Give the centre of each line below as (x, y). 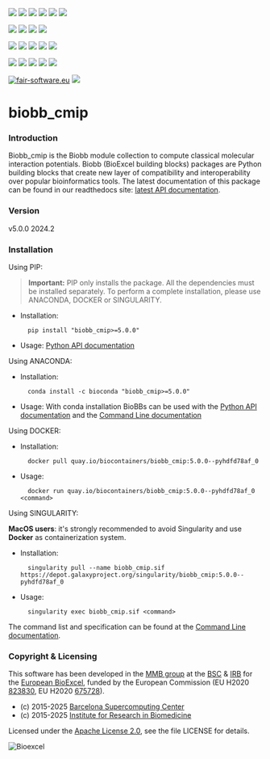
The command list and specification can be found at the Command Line (127, 627)
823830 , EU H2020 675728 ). (56, 691)
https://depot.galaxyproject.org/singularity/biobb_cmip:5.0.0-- (132, 575)
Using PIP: (25, 268)
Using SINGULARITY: (44, 513)
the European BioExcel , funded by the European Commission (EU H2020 (129, 682)
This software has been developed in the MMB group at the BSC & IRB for (131, 674)
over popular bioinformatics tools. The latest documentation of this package (134, 181)
